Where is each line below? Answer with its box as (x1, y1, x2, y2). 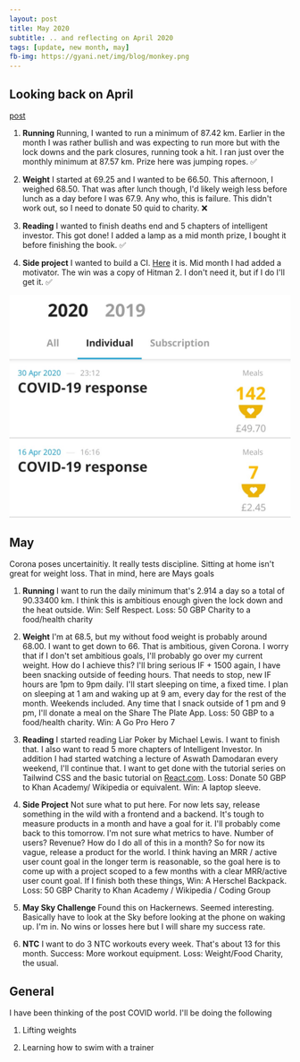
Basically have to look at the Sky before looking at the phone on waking (21, 912, 286, 922)
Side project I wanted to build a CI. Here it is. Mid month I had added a (21, 257, 282, 268)
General (9, 983, 55, 998)
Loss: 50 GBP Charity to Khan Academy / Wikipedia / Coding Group (21, 885, 271, 895)
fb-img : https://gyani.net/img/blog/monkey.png (9, 52, 190, 62)
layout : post (9, 14, 58, 23)
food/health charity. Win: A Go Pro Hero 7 (21, 717, 176, 728)
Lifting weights (21, 1025, 78, 1036)
